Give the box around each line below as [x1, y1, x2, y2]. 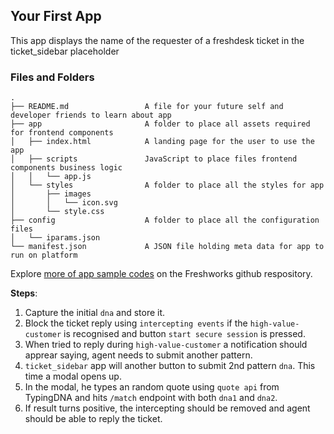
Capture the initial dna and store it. [24, 307, 166, 319]
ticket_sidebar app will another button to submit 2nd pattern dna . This [24, 360, 316, 372]
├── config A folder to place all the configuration [10, 215, 320, 226]
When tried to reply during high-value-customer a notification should [24, 339, 308, 351]
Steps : [10, 287, 38, 299]
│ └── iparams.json [10, 233, 101, 243]
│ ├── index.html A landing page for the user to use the [10, 137, 315, 147]
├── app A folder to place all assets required [10, 119, 311, 129]
